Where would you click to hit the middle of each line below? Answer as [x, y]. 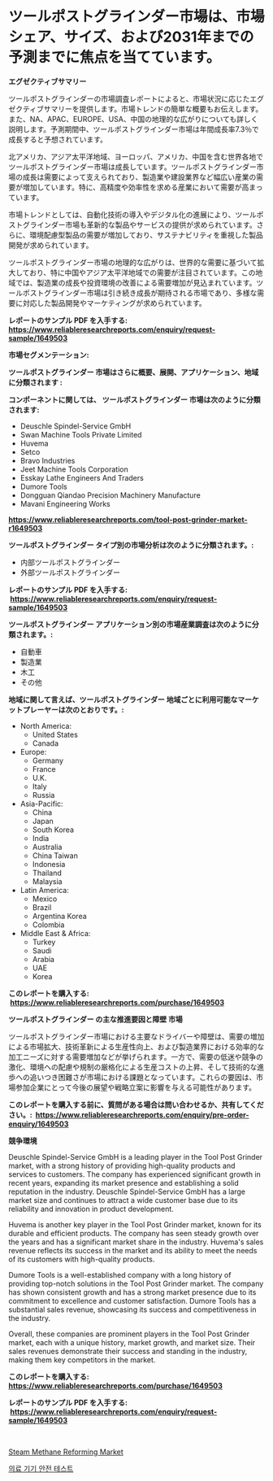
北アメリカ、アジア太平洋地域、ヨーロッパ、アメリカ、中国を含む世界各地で [136, 156]
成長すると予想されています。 [58, 139]
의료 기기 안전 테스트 [41, 1468]
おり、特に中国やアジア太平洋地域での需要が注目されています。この [143, 272]
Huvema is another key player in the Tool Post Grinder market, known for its [135, 1224]
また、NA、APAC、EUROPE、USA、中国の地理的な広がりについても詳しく [133, 119]
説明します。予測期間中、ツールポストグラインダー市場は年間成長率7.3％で [134, 129]
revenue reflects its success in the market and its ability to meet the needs [133, 1250]
